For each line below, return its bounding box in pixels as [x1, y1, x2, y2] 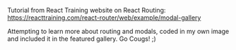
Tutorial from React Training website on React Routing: [7, 6, 166, 14]
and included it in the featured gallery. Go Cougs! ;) [7, 35, 157, 43]
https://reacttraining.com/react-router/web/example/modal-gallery [7, 13, 201, 22]
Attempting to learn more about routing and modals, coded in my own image [7, 27, 230, 35]
